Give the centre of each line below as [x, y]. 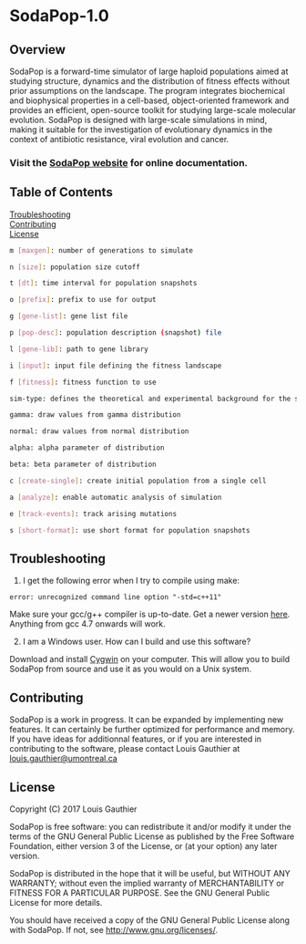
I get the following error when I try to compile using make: [131, 581]
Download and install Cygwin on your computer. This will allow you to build [150, 659]
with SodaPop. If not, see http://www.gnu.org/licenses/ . [114, 929]
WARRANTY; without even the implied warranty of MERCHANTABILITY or [147, 883]
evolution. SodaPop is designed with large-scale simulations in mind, [138, 120]
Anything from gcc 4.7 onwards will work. [87, 624]
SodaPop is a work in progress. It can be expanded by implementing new [147, 720]
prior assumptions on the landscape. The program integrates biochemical [147, 91]
